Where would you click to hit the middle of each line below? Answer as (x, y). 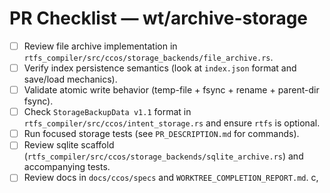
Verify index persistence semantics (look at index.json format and (160, 68)
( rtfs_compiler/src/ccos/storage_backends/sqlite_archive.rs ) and (163, 156)
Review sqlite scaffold (69, 145)
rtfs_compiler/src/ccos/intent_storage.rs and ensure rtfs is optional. (172, 123)
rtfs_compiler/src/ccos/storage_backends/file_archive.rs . (148, 57)
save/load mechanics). (70, 79)
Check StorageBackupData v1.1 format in (107, 112)
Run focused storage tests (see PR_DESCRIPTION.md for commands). (161, 134)
